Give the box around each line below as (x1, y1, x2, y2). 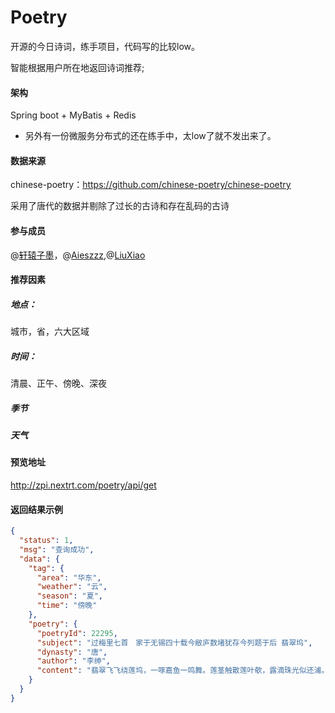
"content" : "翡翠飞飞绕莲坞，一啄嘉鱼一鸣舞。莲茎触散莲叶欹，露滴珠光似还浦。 (36, 666, 330, 676)
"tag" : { (28, 563, 65, 573)
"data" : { (19, 554, 60, 564)
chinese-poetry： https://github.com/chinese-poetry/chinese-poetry (10, 179, 292, 191)
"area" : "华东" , (36, 572, 102, 583)
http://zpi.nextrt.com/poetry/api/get (10, 479, 157, 491)
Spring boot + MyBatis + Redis (10, 109, 137, 121)
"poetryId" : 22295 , (36, 628, 118, 638)
